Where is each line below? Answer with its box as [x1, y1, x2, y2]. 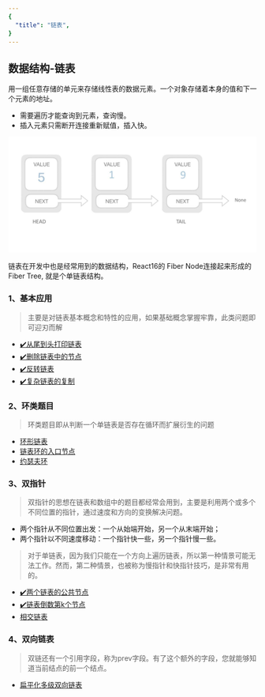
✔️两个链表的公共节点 [19, 587, 89, 597]
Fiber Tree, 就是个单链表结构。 [8, 271, 108, 281]
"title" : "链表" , [15, 21, 70, 29]
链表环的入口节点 [19, 446, 76, 456]
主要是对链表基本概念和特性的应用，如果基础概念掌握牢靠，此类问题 [27, 312, 249, 322]
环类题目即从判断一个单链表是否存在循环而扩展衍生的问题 [27, 420, 215, 430]
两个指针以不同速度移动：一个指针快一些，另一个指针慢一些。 [19, 534, 221, 544]
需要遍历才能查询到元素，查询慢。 [19, 111, 131, 120]
